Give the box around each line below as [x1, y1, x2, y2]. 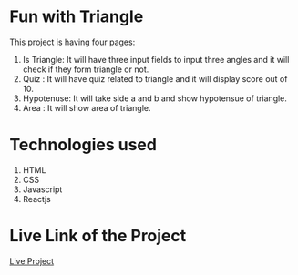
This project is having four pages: [9, 36, 136, 47]
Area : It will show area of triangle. [22, 102, 152, 113]
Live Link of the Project [9, 226, 187, 247]
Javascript [22, 184, 63, 195]
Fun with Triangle [9, 6, 144, 27]
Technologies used [9, 135, 158, 156]
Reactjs [22, 193, 52, 204]
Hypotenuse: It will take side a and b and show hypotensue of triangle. [22, 93, 287, 104]
